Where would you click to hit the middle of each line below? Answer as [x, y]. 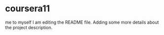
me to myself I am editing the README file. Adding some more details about [82, 22]
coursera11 [28, 9]
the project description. [29, 27]
